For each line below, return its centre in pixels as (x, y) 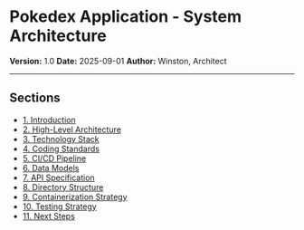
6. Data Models (51, 168)
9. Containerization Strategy (75, 196)
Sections (35, 98)
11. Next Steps (48, 216)
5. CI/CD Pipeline (54, 158)
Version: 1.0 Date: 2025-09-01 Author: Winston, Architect (119, 61)
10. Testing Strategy (59, 206)
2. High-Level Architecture (72, 129)
